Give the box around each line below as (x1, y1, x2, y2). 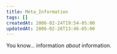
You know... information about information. (6, 42, 112, 49)
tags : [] (6, 14, 28, 20)
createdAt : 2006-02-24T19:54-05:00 (6, 20, 95, 26)
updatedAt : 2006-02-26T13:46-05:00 (6, 25, 95, 32)
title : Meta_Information (6, 8, 68, 15)
